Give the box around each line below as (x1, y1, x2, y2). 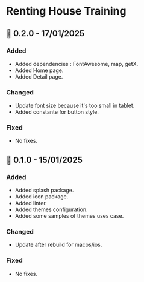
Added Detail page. (14, 73, 63, 80)
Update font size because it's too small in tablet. (14, 102, 135, 110)
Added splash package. (14, 186, 74, 194)
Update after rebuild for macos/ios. (14, 241, 102, 249)
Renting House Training (6, 4, 127, 18)
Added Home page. (14, 67, 64, 74)
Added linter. (14, 200, 47, 207)
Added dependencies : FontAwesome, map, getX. (14, 60, 139, 67)
